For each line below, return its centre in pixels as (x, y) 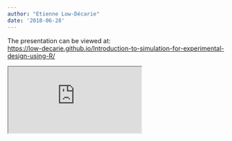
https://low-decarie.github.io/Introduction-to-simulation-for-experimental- (116, 48)
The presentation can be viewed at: (59, 40)
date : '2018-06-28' (36, 21)
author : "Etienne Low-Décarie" (54, 14)
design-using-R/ (31, 56)
